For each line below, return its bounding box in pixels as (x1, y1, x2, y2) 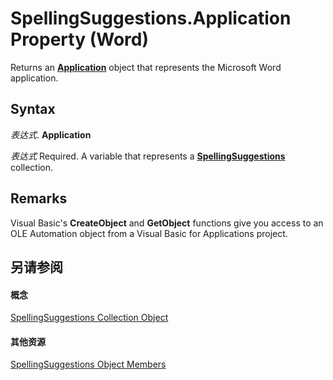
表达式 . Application (10, 128, 92, 141)
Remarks (10, 190, 68, 207)
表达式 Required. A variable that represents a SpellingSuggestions (10, 150, 286, 162)
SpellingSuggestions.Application (10, 7, 292, 30)
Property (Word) (10, 28, 149, 51)
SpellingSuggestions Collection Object (10, 312, 169, 324)
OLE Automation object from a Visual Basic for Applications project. (10, 227, 288, 239)
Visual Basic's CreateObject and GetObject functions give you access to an (10, 217, 324, 229)
